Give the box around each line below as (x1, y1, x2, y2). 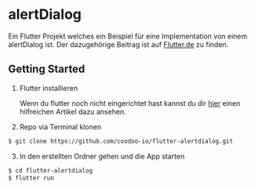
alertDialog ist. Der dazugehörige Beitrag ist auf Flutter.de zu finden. (8, 39, 229, 49)
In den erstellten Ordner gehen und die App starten (19, 151, 185, 161)
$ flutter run (8, 174, 55, 182)
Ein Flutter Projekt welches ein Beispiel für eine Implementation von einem (8, 31, 248, 41)
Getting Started (8, 63, 86, 76)
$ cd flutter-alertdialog (8, 166, 93, 174)
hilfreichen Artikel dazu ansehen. (19, 107, 127, 116)
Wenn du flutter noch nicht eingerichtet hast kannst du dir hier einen (19, 98, 241, 107)
